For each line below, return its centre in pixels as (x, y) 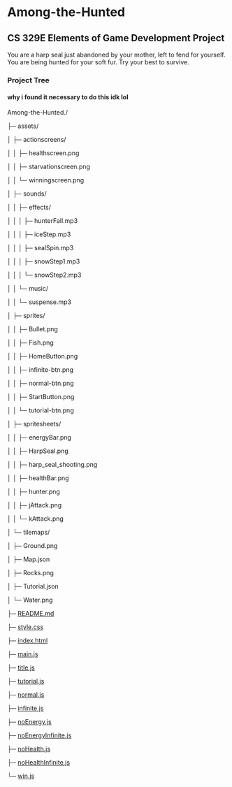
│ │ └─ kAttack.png (36, 519)
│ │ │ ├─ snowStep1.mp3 (44, 261)
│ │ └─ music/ (28, 289)
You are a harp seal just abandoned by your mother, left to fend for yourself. (116, 55)
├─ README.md (31, 614)
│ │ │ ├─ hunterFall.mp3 (43, 221)
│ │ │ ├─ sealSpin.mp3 (41, 248)
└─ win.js (21, 776)
